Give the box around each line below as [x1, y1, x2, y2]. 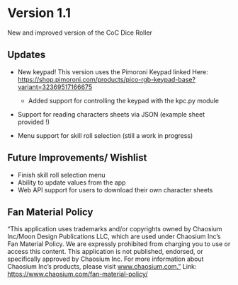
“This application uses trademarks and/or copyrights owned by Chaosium [7, 225, 222, 233]
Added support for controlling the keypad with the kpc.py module [28, 96, 220, 105]
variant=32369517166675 [17, 83, 93, 91]
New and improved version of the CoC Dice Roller [7, 28, 152, 37]
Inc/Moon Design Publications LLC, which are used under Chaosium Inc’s [7, 232, 221, 241]
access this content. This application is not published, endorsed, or [7, 248, 203, 256]
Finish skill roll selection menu [17, 170, 106, 179]
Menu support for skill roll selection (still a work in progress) [17, 131, 193, 139]
